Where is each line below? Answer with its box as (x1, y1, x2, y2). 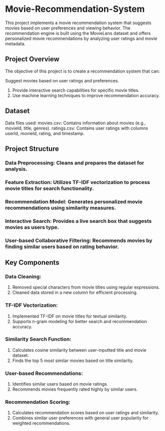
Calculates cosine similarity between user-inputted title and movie (12, 347, 147, 353)
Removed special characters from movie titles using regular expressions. (12, 285, 160, 290)
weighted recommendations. (12, 420, 70, 426)
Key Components (5, 258, 60, 267)
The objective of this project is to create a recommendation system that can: (5, 68, 160, 74)
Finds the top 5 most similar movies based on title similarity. (12, 358, 134, 363)
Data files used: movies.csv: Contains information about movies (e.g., (5, 120, 146, 126)
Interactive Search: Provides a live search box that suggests (5, 217, 152, 224)
